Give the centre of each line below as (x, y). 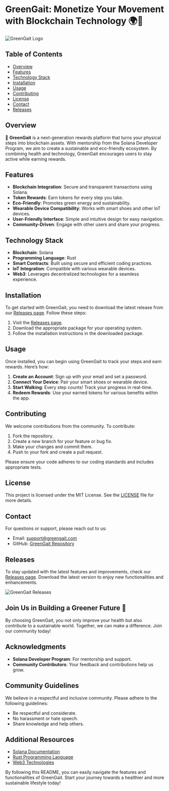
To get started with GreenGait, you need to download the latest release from (84, 307)
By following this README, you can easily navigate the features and (76, 772)
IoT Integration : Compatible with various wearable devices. (74, 269)
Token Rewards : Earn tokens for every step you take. (68, 197)
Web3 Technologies (33, 762)
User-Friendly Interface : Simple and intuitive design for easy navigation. (88, 219)
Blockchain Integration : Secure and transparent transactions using (82, 187)
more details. (19, 501)
